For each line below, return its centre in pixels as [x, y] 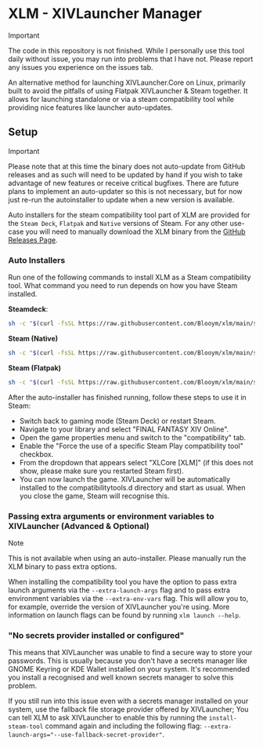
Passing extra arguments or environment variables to [111, 516]
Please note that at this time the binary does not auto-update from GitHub [127, 166]
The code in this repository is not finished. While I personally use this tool [126, 50]
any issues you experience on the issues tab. [81, 67]
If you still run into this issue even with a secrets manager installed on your [128, 701]
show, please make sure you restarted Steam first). [101, 471]
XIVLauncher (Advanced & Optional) [79, 526]
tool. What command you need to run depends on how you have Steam [123, 286]
